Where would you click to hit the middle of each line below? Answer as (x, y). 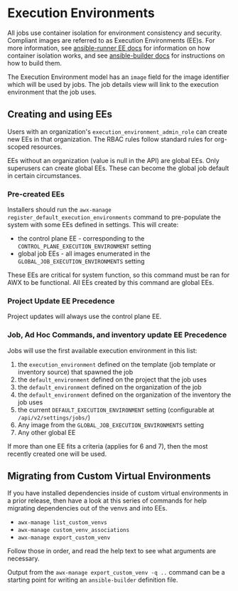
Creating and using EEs (60, 114)
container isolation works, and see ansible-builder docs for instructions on (116, 56)
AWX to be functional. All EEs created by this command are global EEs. (111, 283)
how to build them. (35, 63)
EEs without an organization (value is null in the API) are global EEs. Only (114, 160)
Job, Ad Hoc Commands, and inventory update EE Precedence (117, 335)
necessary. (24, 559)
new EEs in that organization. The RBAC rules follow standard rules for (110, 139)
